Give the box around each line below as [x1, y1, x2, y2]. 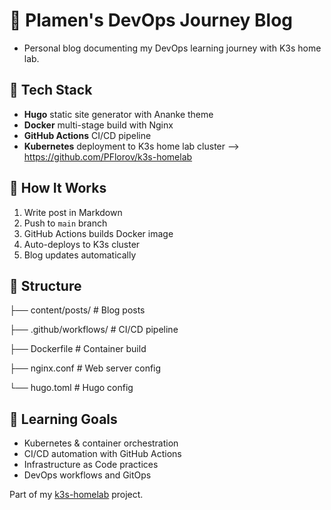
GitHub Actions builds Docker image [23, 227, 174, 239]
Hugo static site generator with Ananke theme [23, 108, 214, 120]
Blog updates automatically [23, 249, 137, 261]
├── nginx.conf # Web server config [9, 362, 162, 374]
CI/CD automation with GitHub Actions [23, 448, 182, 460]
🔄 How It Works [9, 180, 107, 197]
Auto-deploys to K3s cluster [23, 238, 141, 250]
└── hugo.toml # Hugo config [9, 382, 134, 394]
